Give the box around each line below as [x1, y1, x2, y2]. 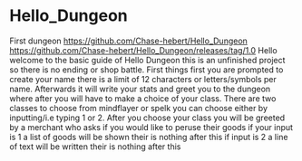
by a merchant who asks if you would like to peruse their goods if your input [9, 121, 293, 132]
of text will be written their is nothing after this [9, 141, 181, 152]
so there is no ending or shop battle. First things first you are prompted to [9, 64, 284, 75]
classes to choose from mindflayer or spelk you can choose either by [9, 102, 268, 113]
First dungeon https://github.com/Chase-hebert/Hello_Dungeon [9, 35, 248, 46]
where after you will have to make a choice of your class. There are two [9, 92, 277, 104]
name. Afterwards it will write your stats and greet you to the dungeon [9, 83, 271, 94]
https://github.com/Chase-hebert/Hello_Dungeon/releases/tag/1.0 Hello [9, 44, 278, 55]
